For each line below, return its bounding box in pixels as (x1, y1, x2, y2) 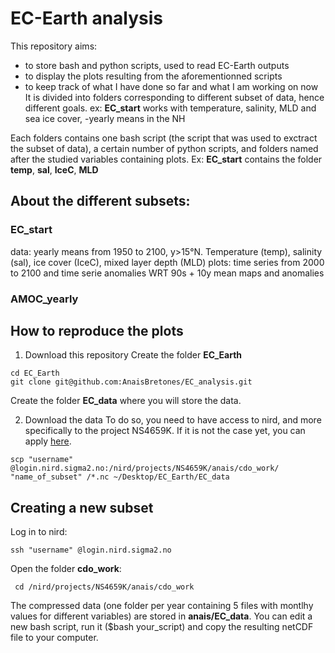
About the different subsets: (10, 193, 191, 210)
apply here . (24, 435, 72, 447)
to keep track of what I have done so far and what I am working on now (24, 80, 319, 92)
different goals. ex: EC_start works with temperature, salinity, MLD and (24, 102, 317, 114)
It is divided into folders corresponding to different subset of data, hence (24, 91, 325, 103)
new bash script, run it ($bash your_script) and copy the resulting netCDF (10, 621, 314, 633)
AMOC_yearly (10, 292, 79, 306)
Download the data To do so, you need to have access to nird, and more (24, 414, 322, 426)
